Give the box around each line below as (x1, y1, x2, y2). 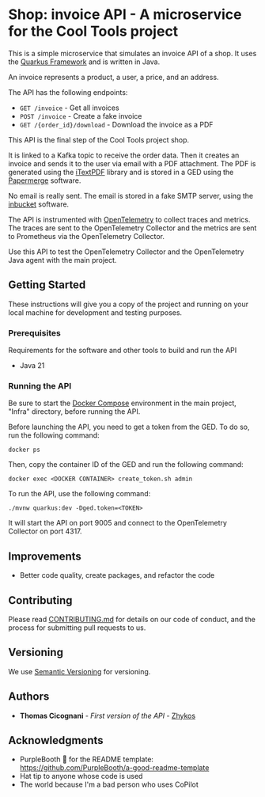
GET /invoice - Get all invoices (19, 103, 120, 112)
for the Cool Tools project (8, 22, 179, 40)
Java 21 (19, 361, 45, 370)
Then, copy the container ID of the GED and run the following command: (8, 460, 244, 469)
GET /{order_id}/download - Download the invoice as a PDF (19, 120, 214, 129)
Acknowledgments (8, 734, 104, 747)
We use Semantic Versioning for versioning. (8, 666, 151, 676)
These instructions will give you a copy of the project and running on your (8, 299, 249, 309)
